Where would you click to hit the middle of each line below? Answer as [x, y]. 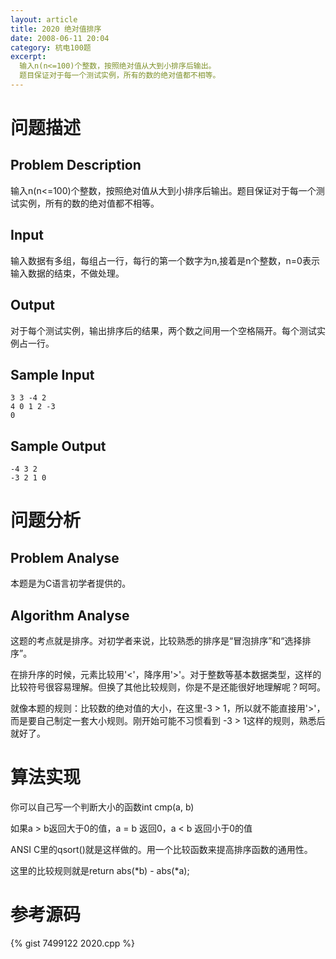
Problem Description [76, 165]
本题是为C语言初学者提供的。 [71, 583]
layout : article [44, 19]
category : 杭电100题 [51, 47]
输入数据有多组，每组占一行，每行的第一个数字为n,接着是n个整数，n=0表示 [165, 260]
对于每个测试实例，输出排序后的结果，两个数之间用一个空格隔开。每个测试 [163, 330]
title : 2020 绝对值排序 [56, 29]
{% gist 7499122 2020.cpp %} [72, 943]
